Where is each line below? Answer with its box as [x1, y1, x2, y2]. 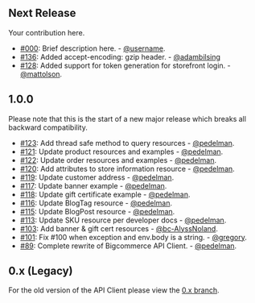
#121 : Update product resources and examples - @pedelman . [19, 147, 224, 156]
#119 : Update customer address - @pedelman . [19, 172, 175, 182]
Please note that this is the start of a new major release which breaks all [8, 114, 247, 123]
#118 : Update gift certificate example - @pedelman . [19, 189, 191, 199]
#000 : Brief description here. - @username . [19, 44, 166, 53]
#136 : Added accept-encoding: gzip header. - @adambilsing [19, 52, 221, 61]
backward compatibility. [8, 122, 88, 132]
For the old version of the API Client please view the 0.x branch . [8, 285, 220, 295]
